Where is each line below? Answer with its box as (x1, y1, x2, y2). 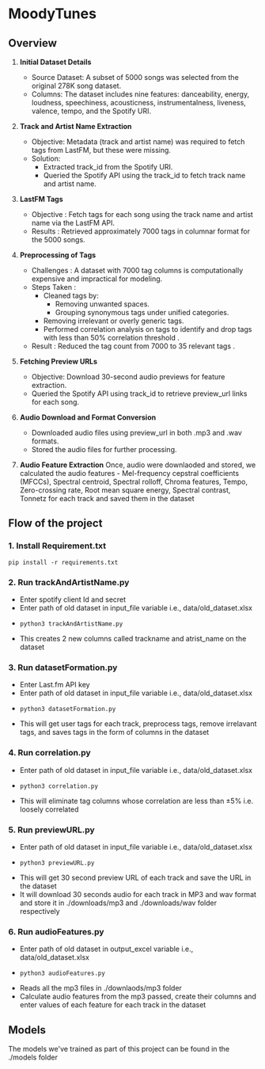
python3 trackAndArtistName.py (19, 619, 123, 628)
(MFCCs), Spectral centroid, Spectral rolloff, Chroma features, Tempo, (19, 477, 248, 486)
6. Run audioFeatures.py (8, 926, 104, 937)
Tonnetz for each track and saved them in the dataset (19, 494, 195, 503)
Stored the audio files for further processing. (31, 445, 177, 454)
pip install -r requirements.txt (8, 558, 119, 566)
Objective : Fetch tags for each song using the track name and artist (31, 210, 253, 219)
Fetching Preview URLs (19, 357, 97, 366)
